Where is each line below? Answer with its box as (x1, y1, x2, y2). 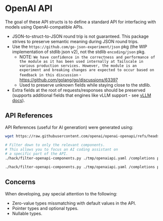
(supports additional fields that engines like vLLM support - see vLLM (12, 92, 151, 98)
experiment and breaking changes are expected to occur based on (19, 67, 154, 73)
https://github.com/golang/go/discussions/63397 (19, 77, 118, 83)
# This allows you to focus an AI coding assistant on (5, 147, 118, 152)
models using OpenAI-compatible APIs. (5, 24, 84, 29)
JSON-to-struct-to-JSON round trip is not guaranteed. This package (12, 33, 149, 39)
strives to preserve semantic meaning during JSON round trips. (12, 38, 139, 44)
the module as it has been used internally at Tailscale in (19, 59, 144, 64)
